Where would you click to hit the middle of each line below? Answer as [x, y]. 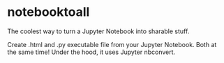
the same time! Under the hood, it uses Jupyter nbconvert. [91, 52]
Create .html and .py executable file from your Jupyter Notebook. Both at [112, 44]
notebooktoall [48, 12]
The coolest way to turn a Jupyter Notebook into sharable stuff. [98, 31]
